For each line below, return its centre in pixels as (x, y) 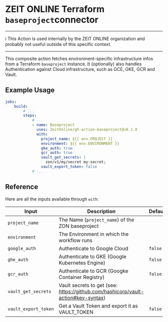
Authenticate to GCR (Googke (93, 271)
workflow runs (75, 240)
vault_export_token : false (69, 167)
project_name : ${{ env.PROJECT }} (77, 139)
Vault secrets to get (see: (88, 285)
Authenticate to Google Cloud (93, 248)
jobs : (11, 102)
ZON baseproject (79, 226)
